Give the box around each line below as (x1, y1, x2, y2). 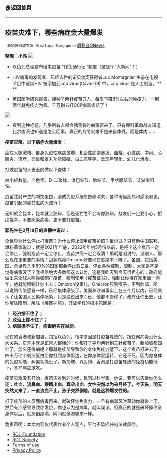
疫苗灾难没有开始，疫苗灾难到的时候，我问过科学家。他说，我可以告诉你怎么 (5, 375, 162, 381)
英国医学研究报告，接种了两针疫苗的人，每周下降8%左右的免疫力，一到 (12, 96, 159, 102)
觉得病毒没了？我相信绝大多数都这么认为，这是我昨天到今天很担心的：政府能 (5, 269, 162, 275)
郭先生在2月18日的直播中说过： (5, 227, 70, 233)
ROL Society (12, 437, 38, 443)
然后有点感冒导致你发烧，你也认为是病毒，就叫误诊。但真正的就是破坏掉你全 (5, 404, 162, 411)
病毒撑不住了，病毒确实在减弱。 (12, 323, 78, 329)
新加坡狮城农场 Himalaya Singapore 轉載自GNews (7, 42, 105, 48)
